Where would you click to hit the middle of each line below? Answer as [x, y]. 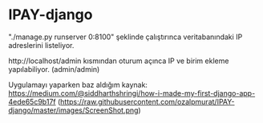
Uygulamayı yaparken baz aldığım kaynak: [78, 85]
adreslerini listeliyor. [41, 45]
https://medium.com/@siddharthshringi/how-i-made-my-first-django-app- [132, 93]
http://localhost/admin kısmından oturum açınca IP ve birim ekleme [119, 61]
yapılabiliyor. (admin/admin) [54, 69]
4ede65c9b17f [32, 101]
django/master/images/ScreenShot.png [73, 110]
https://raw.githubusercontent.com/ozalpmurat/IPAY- [147, 101]
